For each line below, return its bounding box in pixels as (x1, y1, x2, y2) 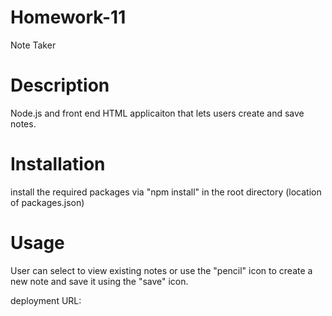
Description (10, 74, 110, 97)
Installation (10, 153, 106, 176)
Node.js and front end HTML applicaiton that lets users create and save (10, 107, 305, 119)
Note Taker (10, 39, 57, 51)
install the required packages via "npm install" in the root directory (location (10, 186, 322, 198)
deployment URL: (10, 294, 82, 306)
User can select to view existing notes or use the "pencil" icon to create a (10, 264, 313, 276)
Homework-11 (10, 6, 127, 29)
